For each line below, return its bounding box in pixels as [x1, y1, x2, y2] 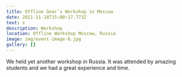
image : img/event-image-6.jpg [6, 36, 82, 42]
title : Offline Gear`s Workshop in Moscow [6, 8, 113, 15]
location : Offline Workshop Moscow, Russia [6, 31, 116, 37]
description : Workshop [6, 25, 63, 31]
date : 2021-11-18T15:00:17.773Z [6, 14, 87, 20]
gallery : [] [6, 42, 36, 48]
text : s [6, 20, 26, 25]
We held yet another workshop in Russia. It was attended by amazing [6, 57, 176, 65]
